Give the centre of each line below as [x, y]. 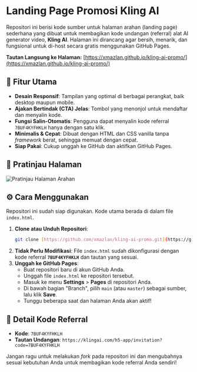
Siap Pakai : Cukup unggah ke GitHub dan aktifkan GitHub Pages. [93, 146]
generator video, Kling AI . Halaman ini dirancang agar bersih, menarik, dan [97, 39]
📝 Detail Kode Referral [47, 319]
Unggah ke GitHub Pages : [46, 263]
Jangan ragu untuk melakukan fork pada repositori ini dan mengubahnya [94, 356]
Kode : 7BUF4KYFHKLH [39, 334]
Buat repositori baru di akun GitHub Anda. [74, 270]
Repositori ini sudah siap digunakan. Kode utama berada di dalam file [90, 211]
